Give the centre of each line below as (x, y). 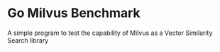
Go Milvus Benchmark (74, 13)
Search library (28, 40)
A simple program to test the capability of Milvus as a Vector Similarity (110, 33)
